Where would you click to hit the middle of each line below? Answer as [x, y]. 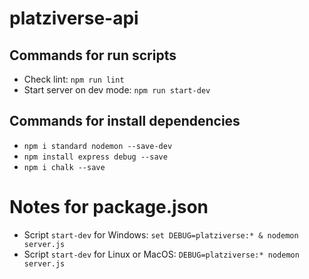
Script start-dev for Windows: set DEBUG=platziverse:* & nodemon [161, 234]
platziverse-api [74, 18]
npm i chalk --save [64, 167]
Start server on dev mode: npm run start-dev [117, 90]
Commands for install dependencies [125, 121]
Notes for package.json [109, 207]
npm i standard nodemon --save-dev [98, 146]
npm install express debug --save [95, 157]
